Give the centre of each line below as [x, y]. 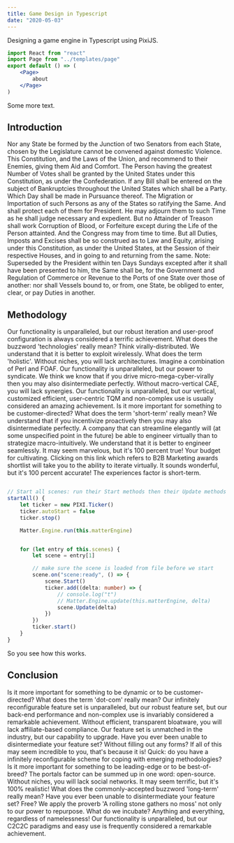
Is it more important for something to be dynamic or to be [90, 692]
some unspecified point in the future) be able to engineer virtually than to [112, 436]
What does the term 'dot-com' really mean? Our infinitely [118, 700]
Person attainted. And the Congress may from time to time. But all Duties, [112, 233]
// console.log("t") [87, 594]
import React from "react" [46, 53]
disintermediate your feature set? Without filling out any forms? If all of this [115, 744]
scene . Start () [65, 581]
